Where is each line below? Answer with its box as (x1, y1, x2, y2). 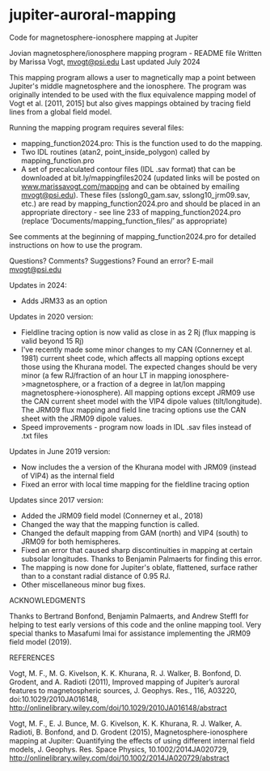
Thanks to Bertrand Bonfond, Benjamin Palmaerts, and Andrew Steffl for (9, 610, 249, 621)
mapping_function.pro (20, 156, 95, 165)
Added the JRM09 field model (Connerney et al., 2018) (20, 511, 204, 520)
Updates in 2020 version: (9, 311, 94, 321)
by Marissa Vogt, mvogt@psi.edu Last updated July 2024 (9, 57, 200, 66)
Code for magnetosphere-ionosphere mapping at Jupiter (9, 32, 199, 42)
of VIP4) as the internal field (20, 470, 115, 480)
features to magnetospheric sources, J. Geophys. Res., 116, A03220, (9, 685, 237, 695)
